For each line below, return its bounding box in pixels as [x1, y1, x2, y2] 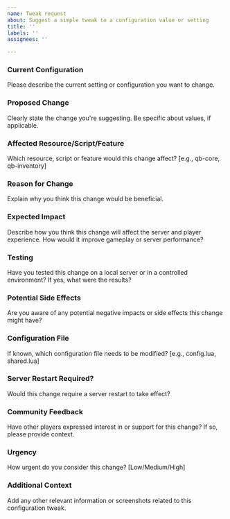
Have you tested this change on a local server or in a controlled [7, 268, 188, 276]
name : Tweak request [7, 10, 67, 17]
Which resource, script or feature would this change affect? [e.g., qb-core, [7, 154, 220, 163]
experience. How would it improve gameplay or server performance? [7, 235, 204, 244]
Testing [7, 253, 33, 262]
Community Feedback [7, 407, 83, 416]
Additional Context [7, 480, 72, 490]
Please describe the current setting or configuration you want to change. [7, 80, 215, 89]
